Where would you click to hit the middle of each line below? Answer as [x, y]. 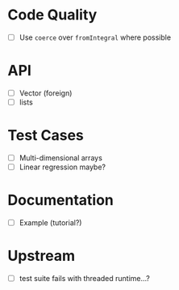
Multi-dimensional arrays [60, 158]
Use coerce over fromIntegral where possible [95, 37]
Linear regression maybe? [62, 167]
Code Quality [52, 15]
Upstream [42, 256]
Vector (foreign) [46, 93]
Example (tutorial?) [50, 223]
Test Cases [46, 136]
